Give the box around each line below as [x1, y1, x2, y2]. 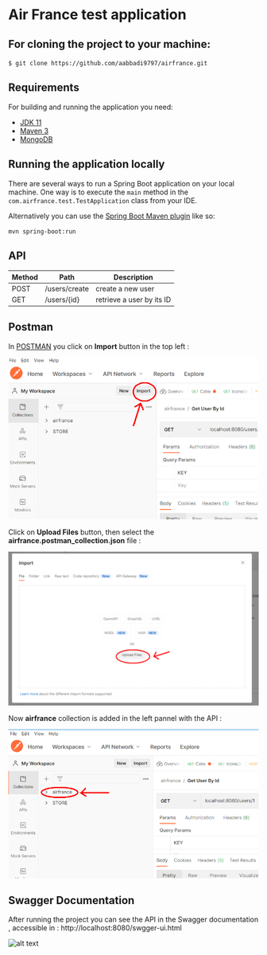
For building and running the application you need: [8, 102, 173, 112]
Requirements [8, 81, 79, 95]
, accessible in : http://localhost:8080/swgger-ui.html [8, 923, 183, 933]
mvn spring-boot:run [8, 227, 77, 236]
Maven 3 [19, 126, 49, 135]
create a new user [95, 284, 155, 294]
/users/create [44, 284, 90, 294]
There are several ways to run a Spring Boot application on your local [8, 178, 234, 188]
